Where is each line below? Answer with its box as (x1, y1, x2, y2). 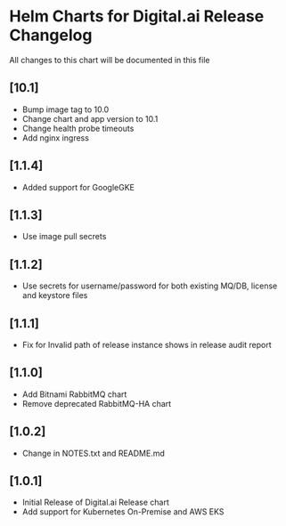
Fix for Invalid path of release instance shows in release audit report (21, 340, 272, 350)
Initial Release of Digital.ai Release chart (21, 497, 169, 508)
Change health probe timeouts (21, 123, 135, 134)
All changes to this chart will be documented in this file (9, 54, 210, 65)
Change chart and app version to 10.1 (21, 113, 159, 124)
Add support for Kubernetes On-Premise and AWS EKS (21, 506, 225, 517)
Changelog (9, 25, 93, 45)
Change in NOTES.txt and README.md (21, 448, 165, 458)
